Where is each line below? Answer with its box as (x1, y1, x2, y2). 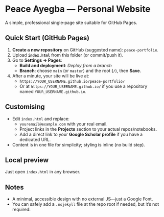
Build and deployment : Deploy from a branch (19, 62, 112, 68)
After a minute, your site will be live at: (12, 72, 90, 79)
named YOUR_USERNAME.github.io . (19, 88, 87, 94)
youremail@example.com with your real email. (19, 121, 108, 127)
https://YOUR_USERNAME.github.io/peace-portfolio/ (19, 79, 125, 84)
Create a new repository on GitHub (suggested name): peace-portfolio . (12, 47, 159, 52)
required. (12, 207, 31, 213)
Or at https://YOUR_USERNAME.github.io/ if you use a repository (19, 83, 148, 89)
